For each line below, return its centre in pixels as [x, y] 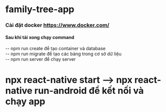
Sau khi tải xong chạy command [40, 37]
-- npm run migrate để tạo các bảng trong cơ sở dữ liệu [63, 54]
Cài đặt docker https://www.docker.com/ [57, 25]
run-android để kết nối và [89, 90]
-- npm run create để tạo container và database [55, 49]
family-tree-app [40, 9]
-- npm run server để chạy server [41, 59]
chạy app [25, 101]
